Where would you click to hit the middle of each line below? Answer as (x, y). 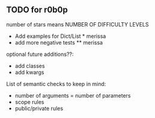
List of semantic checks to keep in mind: (56, 84)
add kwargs (29, 72)
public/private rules (39, 108)
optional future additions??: (40, 54)
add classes (30, 66)
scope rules (29, 102)
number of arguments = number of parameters (73, 95)
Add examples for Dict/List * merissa (60, 36)
